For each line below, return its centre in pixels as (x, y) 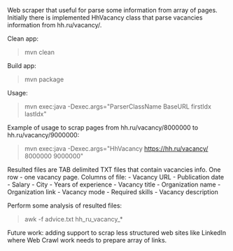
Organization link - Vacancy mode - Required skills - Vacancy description (113, 192)
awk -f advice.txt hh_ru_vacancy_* (73, 219)
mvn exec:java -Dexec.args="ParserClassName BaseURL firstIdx (118, 107)
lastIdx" (35, 114)
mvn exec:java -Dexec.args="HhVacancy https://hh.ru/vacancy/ (116, 149)
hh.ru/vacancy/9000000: (43, 135)
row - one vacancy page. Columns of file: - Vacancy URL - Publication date (116, 177)
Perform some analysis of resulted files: (65, 205)
